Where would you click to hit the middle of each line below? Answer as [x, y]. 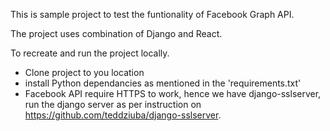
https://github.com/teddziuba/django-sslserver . [123, 115]
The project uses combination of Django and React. [116, 33]
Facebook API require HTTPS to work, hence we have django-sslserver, [173, 93]
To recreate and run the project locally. [90, 53]
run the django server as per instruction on [113, 104]
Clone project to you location [84, 72]
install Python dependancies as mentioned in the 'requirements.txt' [163, 83]
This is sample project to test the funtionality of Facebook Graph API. [152, 14]
